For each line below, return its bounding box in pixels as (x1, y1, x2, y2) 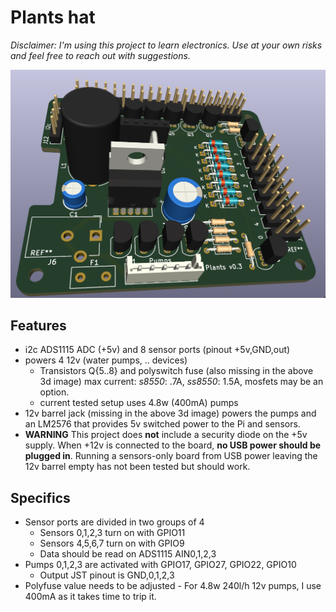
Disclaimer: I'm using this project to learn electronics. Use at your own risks (10, 39, 323, 51)
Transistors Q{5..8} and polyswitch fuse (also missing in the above (39, 365, 314, 377)
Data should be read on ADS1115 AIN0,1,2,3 (39, 548, 217, 560)
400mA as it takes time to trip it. (24, 591, 157, 603)
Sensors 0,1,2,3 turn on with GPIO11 (39, 527, 186, 539)
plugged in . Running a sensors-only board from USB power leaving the (24, 450, 318, 462)
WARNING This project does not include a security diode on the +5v (24, 429, 308, 441)
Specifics (10, 489, 71, 506)
